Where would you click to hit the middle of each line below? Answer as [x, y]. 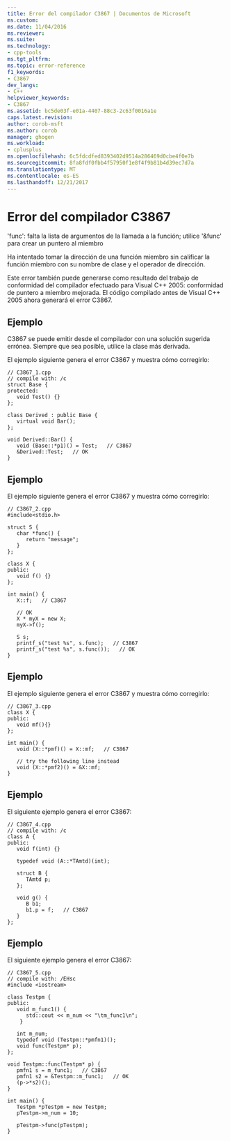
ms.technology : [29, 46]
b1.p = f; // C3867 [57, 910]
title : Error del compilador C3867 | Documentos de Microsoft [99, 14]
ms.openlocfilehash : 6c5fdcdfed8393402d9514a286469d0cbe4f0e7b [101, 157]
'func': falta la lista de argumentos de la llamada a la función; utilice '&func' [115, 236]
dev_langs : [23, 85]
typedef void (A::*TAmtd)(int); [63, 861]
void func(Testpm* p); [49, 1046]
